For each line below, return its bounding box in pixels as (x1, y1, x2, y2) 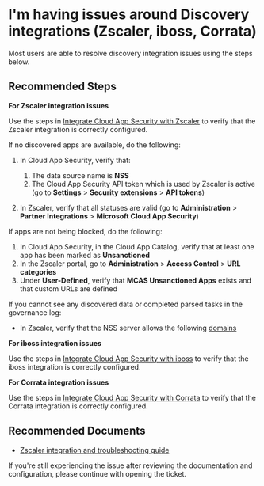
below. (8, 57, 30, 66)
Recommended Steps (8, 80, 117, 93)
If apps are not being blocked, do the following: (8, 226, 163, 236)
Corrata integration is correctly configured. (8, 401, 148, 411)
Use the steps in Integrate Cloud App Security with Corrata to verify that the (8, 393, 256, 402)
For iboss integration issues (8, 338, 101, 347)
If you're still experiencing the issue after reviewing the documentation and (8, 461, 253, 470)
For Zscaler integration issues (8, 101, 109, 110)
